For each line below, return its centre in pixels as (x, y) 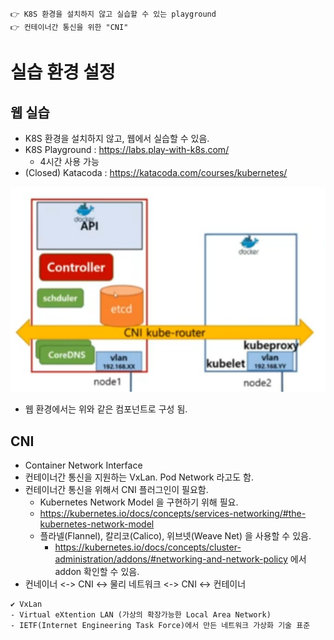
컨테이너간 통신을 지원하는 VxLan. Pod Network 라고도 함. (139, 477)
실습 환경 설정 (63, 72)
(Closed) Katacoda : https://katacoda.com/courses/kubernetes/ (156, 172)
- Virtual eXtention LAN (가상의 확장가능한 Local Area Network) (141, 614)
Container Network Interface (83, 465)
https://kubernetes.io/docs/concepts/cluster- (148, 547)
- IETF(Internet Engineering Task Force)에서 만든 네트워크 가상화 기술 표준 (160, 625)
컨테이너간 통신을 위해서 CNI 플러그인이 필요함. (116, 489)
